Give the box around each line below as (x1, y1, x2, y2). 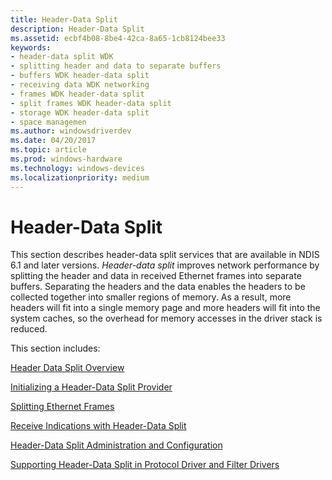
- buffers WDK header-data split (10, 71, 150, 81)
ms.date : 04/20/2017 (10, 136, 97, 146)
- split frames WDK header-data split (10, 98, 172, 108)
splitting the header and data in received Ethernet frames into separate (10, 270, 302, 282)
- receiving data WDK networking (10, 80, 150, 90)
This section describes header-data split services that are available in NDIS (10, 249, 320, 261)
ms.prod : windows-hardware (10, 154, 123, 164)
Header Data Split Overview (10, 362, 125, 374)
